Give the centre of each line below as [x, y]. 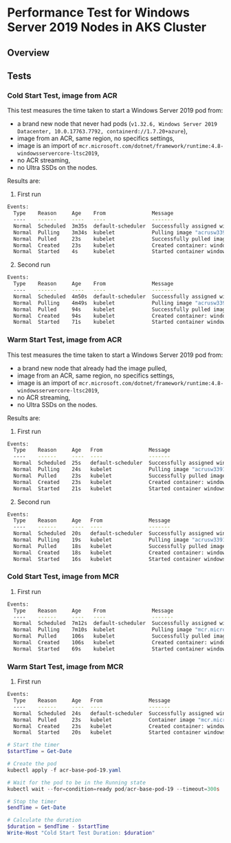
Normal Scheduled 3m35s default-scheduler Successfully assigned [115, 226]
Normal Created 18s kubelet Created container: [109, 552]
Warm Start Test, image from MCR [65, 666]
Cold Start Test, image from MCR [63, 577]
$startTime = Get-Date [40, 752]
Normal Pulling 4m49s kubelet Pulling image [103, 303]
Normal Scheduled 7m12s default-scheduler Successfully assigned [115, 624]
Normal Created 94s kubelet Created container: [110, 316]
